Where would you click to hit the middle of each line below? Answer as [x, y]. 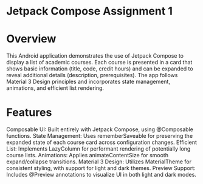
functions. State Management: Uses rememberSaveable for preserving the [100, 136]
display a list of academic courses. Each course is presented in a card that [99, 63]
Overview [31, 39]
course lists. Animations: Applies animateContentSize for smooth [88, 155]
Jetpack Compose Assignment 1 [90, 11]
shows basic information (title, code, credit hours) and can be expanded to [100, 69]
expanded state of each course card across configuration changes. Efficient [102, 142]
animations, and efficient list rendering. [55, 88]
